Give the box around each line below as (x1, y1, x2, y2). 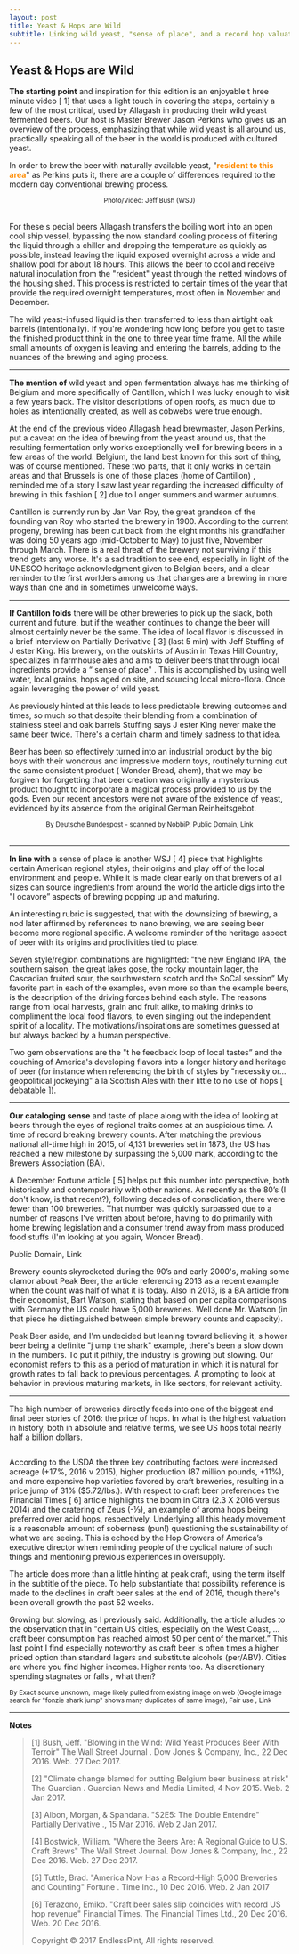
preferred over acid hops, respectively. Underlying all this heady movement (9, 1514, 286, 1524)
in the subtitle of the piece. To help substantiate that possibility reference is (9, 1579, 286, 1589)
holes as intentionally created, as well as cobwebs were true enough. (9, 406, 263, 416)
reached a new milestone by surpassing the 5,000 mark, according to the (9, 1149, 279, 1159)
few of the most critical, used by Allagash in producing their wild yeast (9, 105, 267, 116)
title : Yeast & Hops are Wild (9, 21, 122, 30)
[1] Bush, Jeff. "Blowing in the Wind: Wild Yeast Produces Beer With (30, 1737, 279, 1748)
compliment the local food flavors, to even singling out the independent (9, 1011, 271, 1021)
